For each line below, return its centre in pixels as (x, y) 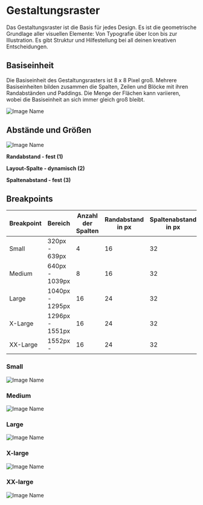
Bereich (59, 223)
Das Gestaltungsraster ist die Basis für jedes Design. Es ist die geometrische (101, 27)
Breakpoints (30, 199)
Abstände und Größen (49, 130)
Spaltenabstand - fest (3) (39, 180)
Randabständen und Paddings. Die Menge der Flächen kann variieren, (93, 93)
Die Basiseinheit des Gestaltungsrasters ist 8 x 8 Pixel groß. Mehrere (92, 80)
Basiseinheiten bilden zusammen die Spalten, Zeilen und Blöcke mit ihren (97, 86)
